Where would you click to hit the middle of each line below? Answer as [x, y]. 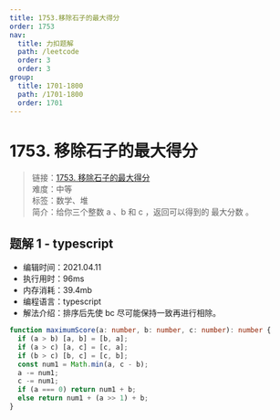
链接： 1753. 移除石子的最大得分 [91, 178]
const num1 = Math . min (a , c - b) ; [83, 364]
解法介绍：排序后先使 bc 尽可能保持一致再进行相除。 [122, 313]
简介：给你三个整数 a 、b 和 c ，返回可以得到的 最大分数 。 [142, 212]
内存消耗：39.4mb [57, 290]
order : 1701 [41, 103]
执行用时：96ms [53, 278]
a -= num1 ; [38, 373]
